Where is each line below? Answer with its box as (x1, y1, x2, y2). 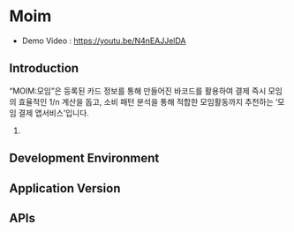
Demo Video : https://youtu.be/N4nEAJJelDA (21, 35, 186, 46)
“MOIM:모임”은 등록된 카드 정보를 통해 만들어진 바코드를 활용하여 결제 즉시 (9, 86, 267, 96)
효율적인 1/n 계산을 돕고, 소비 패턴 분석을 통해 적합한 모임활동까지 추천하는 (18, 96, 274, 107)
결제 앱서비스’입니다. (18, 108, 90, 118)
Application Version (9, 181, 121, 196)
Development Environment (9, 151, 160, 166)
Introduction (9, 61, 79, 76)
